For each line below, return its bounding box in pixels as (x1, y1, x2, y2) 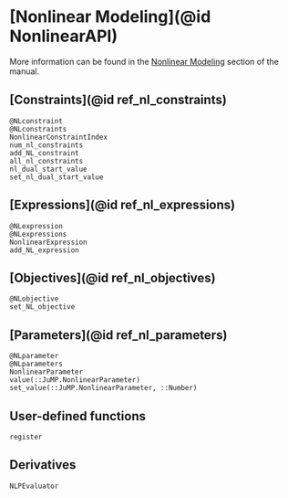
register (9, 432, 43, 441)
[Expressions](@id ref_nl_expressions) (9, 197, 235, 213)
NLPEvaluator (9, 482, 59, 491)
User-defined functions (9, 408, 146, 424)
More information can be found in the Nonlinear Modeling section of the (9, 56, 280, 67)
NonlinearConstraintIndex (9, 132, 108, 142)
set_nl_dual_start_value (9, 172, 104, 182)
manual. (9, 66, 39, 77)
